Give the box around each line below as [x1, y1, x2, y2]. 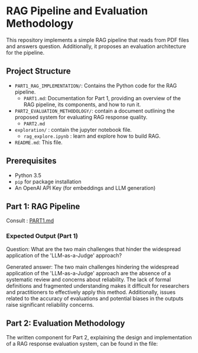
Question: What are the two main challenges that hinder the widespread [6, 245, 181, 253]
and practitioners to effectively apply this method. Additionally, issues [6, 288, 176, 295]
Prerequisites [6, 156, 57, 166]
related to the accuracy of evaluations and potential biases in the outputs [6, 295, 184, 302]
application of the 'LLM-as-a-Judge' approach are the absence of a [6, 269, 171, 276]
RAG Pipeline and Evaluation [6, 4, 148, 18]
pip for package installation [14, 178, 82, 185]
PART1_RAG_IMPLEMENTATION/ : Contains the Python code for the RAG [14, 82, 177, 89]
